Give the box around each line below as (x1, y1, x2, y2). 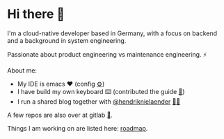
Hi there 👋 (7, 6, 65, 22)
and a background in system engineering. (7, 36, 127, 44)
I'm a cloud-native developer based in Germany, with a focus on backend (7, 29, 218, 37)
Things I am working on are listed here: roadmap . (7, 124, 148, 132)
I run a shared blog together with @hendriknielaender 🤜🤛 (17, 97, 181, 106)
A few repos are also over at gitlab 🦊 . (7, 111, 113, 119)
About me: (7, 66, 37, 75)
